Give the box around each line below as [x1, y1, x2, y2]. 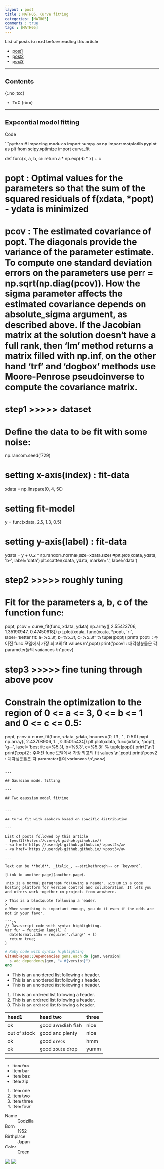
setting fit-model [5, 503, 75, 514]
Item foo [12, 1063, 29, 1068]
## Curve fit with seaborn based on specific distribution [5, 817, 128, 822]
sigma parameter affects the [5, 288, 123, 299]
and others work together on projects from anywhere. [5, 889, 117, 895]
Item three [12, 1098, 33, 1104]
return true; [9, 937, 36, 942]
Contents [5, 77, 34, 85]
